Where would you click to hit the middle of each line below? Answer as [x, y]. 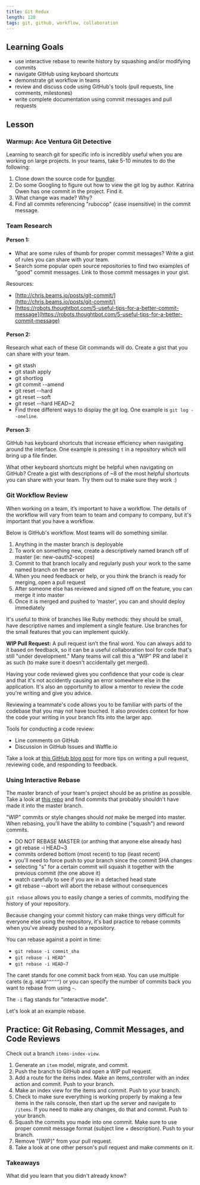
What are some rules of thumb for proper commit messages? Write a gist [104, 253]
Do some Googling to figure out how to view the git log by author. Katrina [104, 185]
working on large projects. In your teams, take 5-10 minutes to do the [91, 160]
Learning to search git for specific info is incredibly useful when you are [94, 154]
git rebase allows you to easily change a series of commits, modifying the [97, 897]
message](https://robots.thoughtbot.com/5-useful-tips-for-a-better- [99, 314]
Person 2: [18, 334]
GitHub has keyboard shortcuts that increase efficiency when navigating [95, 443]
